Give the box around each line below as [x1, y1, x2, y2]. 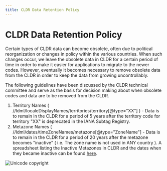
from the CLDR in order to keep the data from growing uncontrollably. [5, 72, 149, 78]
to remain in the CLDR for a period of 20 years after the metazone [12, 134, 148, 140]
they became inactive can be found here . [12, 150, 98, 156]
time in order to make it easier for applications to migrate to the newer [5, 61, 149, 68]
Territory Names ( [12, 102, 49, 108]
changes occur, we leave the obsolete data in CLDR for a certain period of [5, 56, 158, 62]
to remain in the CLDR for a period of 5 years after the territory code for [12, 113, 160, 119]
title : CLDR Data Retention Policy [5, 7, 80, 13]
